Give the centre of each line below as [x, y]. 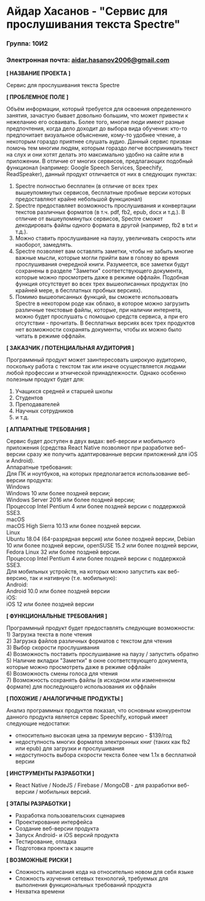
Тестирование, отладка [46, 841]
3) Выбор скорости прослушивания [53, 648]
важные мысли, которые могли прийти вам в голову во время [97, 258]
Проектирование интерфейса [54, 822]
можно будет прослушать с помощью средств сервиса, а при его [102, 317]
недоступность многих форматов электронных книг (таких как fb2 [103, 742]
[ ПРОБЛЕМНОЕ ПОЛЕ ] [37, 97]
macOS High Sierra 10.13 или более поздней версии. [74, 526]
